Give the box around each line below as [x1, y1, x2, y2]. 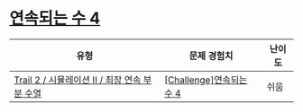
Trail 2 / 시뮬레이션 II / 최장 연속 [14, 73, 142, 86]
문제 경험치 [188, 49, 234, 62]
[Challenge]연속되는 [163, 73, 248, 86]
